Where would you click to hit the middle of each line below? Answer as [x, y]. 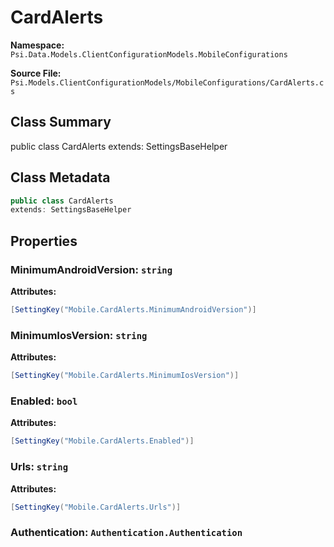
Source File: [36, 73]
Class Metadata [60, 177]
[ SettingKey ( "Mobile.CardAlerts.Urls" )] [96, 507]
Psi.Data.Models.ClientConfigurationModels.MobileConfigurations [149, 54]
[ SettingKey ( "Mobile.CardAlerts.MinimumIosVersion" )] [125, 376]
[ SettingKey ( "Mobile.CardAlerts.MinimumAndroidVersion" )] [133, 310]
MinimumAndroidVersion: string [91, 269]
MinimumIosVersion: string [79, 335]
